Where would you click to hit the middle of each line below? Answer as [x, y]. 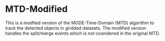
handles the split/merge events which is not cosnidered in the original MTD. [83, 33]
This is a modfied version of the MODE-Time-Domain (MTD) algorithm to [80, 23]
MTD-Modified [36, 9]
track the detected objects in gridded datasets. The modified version [76, 28]
